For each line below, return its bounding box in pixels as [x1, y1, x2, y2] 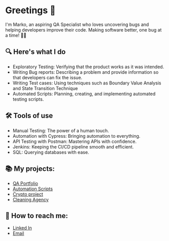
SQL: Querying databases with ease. [12, 149, 89, 155]
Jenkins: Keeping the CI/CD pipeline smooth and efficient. [12, 143, 134, 149]
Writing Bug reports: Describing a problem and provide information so [12, 69, 159, 75]
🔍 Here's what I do [5, 48, 66, 56]
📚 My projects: [5, 164, 55, 173]
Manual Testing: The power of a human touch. [12, 127, 109, 134]
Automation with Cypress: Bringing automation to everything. [12, 133, 141, 139]
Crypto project [12, 191, 43, 197]
